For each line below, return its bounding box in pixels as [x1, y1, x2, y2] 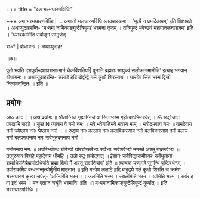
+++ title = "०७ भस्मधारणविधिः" [6, 6, 73, 13]
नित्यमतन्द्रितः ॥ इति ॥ [6, 81, 48, 87]
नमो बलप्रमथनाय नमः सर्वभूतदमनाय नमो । [6, 134, 84, 141]
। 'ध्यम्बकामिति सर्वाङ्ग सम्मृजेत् [6, 31, 66, 38]
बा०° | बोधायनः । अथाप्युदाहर [6, 43, 63, 50]
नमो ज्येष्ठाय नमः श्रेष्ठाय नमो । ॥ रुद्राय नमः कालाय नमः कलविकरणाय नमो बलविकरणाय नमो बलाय [6, 127, 188, 134]
